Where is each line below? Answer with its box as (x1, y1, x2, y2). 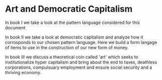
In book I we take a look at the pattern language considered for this (5, 20, 140, 25)
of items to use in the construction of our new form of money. (5, 44, 129, 50)
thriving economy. (5, 69, 41, 75)
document (5, 24, 26, 30)
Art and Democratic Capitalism (5, 3, 133, 15)
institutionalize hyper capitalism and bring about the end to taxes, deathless (5, 59, 157, 65)
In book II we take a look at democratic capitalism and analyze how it (5, 34, 143, 40)
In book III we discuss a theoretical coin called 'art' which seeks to (5, 54, 139, 60)
